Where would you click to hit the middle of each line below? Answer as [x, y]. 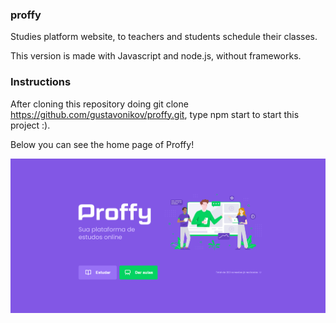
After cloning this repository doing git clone [99, 104]
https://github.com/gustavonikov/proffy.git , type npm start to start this [155, 114]
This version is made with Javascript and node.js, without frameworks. [156, 56]
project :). [30, 125]
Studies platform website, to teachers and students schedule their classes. [164, 37]
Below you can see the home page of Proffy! [102, 144]
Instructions [41, 82]
